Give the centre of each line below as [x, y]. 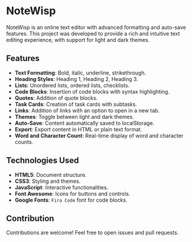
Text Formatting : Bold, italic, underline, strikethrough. [80, 73]
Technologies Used [42, 161]
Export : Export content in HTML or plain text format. [78, 129]
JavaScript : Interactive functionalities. [61, 187]
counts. [24, 142]
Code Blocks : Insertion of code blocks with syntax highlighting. [92, 91]
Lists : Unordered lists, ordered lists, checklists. [72, 85]
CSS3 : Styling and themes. [48, 181]
